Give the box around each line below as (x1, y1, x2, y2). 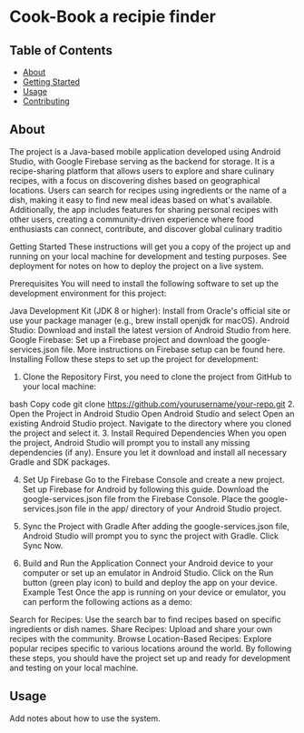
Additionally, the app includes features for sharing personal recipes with (9, 204, 279, 215)
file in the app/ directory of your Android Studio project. (74, 503, 283, 514)
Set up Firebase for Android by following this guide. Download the (22, 484, 270, 495)
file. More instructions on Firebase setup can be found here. (61, 344, 286, 355)
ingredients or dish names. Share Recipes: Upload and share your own (9, 623, 273, 634)
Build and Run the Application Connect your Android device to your (22, 557, 274, 568)
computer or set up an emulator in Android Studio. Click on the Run (22, 567, 274, 578)
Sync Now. (22, 539, 64, 551)
